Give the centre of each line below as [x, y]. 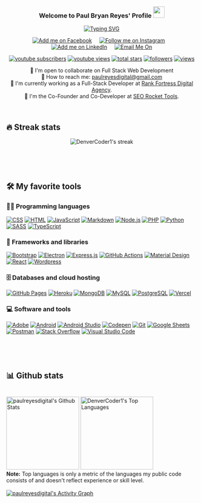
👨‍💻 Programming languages [48, 206]
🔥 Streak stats [33, 127]
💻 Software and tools [39, 309]
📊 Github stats [35, 376]
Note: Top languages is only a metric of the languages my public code [94, 474]
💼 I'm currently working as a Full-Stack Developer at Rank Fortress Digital [102, 83]
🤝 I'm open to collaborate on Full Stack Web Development [102, 70]
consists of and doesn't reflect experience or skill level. [75, 480]
